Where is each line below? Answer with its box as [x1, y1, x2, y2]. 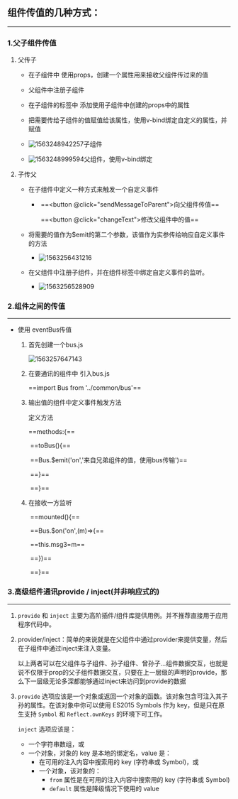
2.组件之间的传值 [7, 301, 66, 311]
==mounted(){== [30, 513, 80, 521]
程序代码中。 [17, 620, 55, 629]
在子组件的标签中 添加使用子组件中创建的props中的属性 [28, 101, 190, 109]
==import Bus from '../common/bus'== [28, 384, 142, 392]
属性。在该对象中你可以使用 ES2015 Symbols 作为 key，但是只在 [30, 700, 219, 709]
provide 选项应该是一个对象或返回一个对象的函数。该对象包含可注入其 [17, 692, 222, 700]
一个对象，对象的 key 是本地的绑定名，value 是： [28, 749, 172, 757]
